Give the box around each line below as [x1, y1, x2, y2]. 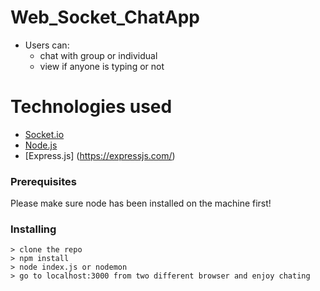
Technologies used [10, 96, 173, 118]
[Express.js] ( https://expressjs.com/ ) [24, 149, 176, 161]
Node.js [24, 139, 58, 151]
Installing [10, 222, 57, 236]
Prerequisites [10, 174, 77, 188]
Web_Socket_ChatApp [10, 6, 200, 29]
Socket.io [24, 128, 65, 140]
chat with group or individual [39, 49, 158, 61]
